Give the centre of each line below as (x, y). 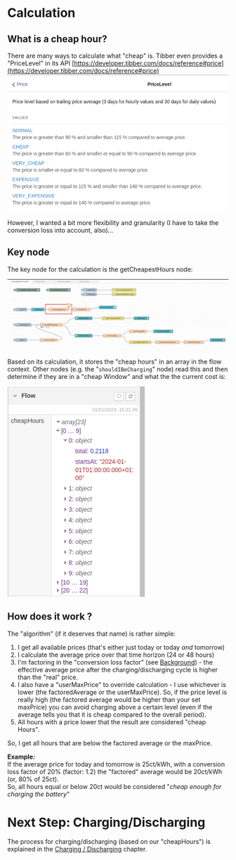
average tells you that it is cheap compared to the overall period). (112, 714)
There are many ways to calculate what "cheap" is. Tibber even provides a (115, 56)
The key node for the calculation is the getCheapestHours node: (100, 269)
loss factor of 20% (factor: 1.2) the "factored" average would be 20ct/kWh (115, 771)
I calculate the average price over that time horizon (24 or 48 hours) (116, 655)
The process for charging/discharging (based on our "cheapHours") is (109, 842)
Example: (21, 757)
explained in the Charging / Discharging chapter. (77, 849)
